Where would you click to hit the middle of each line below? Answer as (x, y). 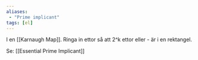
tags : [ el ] (20, 23)
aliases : (17, 12)
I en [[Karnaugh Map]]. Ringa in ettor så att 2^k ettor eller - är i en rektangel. (99, 40)
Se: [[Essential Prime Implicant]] (45, 51)
